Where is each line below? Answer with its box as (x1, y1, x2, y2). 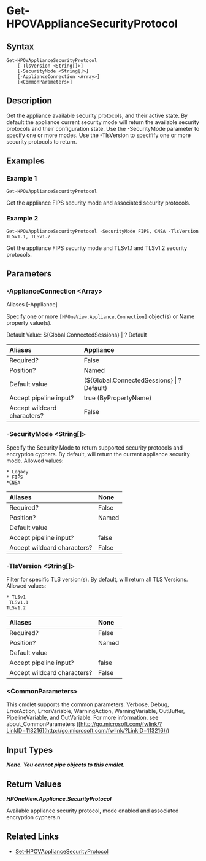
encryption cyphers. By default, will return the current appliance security (6, 450, 190, 458)
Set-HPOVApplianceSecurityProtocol (15, 847, 109, 855)
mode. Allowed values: (6, 457, 64, 464)
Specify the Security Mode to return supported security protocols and (6, 443, 183, 451)
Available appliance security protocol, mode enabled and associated (6, 807, 179, 814)
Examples (6, 156, 45, 166)
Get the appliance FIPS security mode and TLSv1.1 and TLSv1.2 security (6, 244, 188, 252)
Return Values (6, 779, 62, 789)
